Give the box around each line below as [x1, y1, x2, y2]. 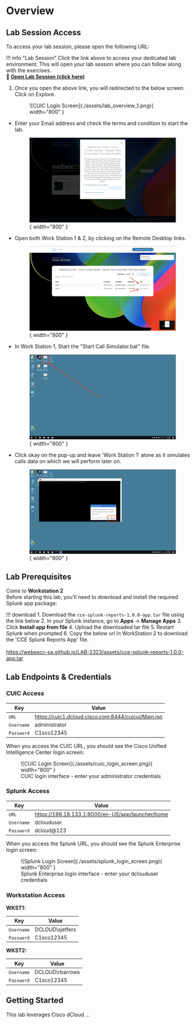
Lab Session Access [6, 28, 81, 38]
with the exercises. [6, 67, 51, 74]
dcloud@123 [35, 827, 67, 834]
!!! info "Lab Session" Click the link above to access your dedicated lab [6, 55, 177, 61]
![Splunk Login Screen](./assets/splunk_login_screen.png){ [20, 857, 163, 864]
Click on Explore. [14, 91, 56, 97]
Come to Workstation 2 [6, 587, 63, 594]
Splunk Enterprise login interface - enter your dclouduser [20, 870, 159, 877]
